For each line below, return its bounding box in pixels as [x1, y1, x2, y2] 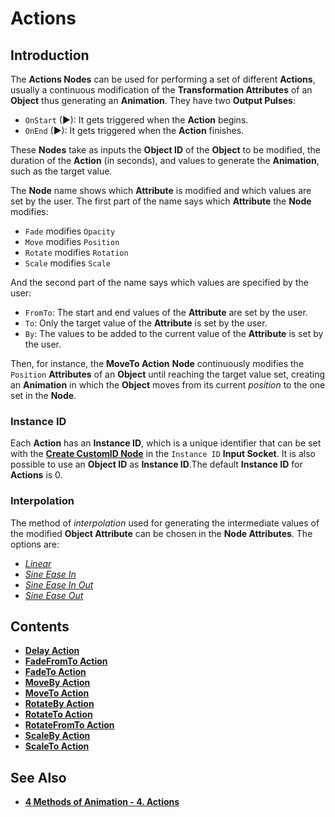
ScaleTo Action [24, 740, 90, 752]
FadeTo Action [24, 666, 87, 678]
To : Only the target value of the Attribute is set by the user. [24, 317, 268, 329]
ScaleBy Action [24, 730, 91, 742]
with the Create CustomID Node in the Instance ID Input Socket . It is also [10, 448, 316, 460]
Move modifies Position [24, 236, 120, 247]
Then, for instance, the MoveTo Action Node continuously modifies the [10, 358, 305, 369]
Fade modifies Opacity [24, 225, 116, 237]
